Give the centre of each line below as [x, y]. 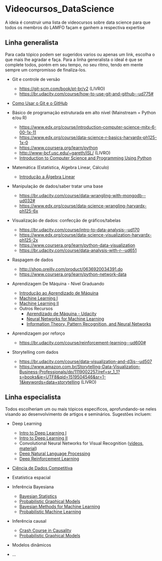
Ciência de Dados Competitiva [42, 468]
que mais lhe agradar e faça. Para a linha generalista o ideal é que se [74, 60]
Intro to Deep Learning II [43, 438]
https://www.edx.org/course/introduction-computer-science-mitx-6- [88, 127]
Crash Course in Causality [45, 530]
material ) [28, 448]
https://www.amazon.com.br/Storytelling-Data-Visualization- [80, 366]
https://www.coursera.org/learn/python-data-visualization [77, 245]
